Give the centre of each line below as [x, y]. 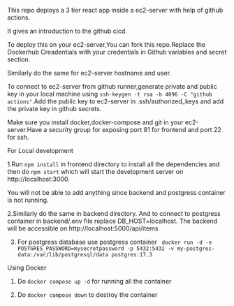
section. [19, 59]
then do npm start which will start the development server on [95, 172]
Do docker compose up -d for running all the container [94, 281]
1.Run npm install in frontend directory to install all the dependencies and [114, 164]
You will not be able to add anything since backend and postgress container [116, 192]
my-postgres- [196, 249]
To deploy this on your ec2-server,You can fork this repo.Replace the [107, 44]
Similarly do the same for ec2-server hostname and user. [89, 73]
